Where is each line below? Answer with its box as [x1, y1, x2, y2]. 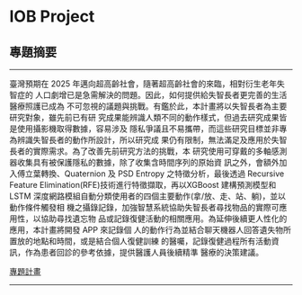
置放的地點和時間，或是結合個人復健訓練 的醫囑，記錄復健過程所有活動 [9, 236, 271, 246]
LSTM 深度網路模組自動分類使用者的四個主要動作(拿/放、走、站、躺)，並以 [9, 191, 286, 201]
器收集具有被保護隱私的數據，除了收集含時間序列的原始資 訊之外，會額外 [9, 157, 280, 167]
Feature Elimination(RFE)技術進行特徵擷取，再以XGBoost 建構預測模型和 [9, 180, 277, 190]
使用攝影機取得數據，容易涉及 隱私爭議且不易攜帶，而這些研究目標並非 [16, 123, 280, 134]
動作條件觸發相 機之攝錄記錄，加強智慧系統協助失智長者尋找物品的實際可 [9, 202, 280, 212]
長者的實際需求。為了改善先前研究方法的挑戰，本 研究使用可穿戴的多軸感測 [9, 146, 288, 156]
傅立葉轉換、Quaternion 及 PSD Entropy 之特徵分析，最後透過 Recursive [16, 168, 285, 179]
